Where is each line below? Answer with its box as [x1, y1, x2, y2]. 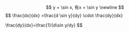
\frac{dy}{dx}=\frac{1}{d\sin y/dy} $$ [5, 22, 83, 28]
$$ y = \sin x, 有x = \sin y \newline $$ [46, 4, 124, 10]
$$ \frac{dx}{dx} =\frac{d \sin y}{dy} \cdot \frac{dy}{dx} [5, 12, 123, 18]
